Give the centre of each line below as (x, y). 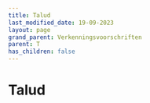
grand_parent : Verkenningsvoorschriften (75, 37)
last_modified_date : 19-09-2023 (61, 23)
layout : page (29, 30)
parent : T (24, 44)
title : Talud (29, 15)
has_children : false (42, 51)
